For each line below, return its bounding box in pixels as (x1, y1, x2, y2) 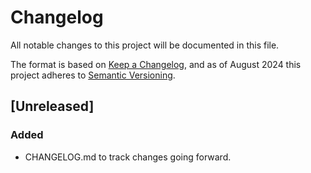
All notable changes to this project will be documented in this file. (10, 39, 280, 51)
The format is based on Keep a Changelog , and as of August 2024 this (10, 58, 302, 70)
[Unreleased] (10, 98, 95, 115)
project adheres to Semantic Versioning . (10, 69, 176, 81)
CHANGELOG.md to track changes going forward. (24, 151, 232, 163)
